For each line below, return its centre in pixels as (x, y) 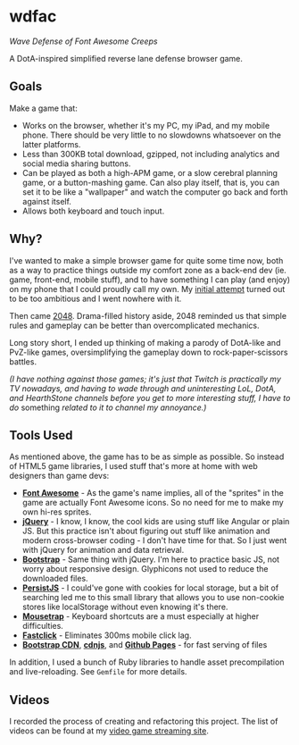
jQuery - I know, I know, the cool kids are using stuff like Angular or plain (156, 522)
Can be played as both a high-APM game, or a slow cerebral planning (150, 172)
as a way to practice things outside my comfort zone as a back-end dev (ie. (148, 270)
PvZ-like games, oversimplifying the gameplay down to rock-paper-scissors (149, 352)
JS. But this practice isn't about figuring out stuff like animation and (146, 531)
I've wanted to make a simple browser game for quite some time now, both (146, 260)
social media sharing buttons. (76, 163)
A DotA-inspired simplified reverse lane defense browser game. (126, 58)
